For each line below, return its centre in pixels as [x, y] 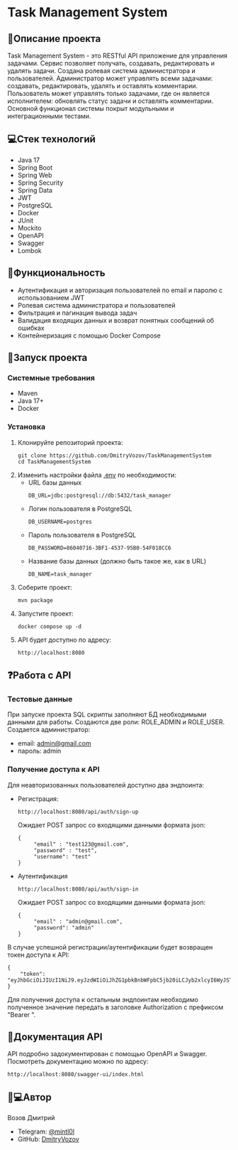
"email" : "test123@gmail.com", [81, 844]
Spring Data [35, 190]
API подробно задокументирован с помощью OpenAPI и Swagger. [107, 1054]
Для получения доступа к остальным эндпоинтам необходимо [103, 999]
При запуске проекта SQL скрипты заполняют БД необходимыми [107, 714]
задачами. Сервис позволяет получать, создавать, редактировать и [111, 63]
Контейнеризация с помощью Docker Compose [89, 335]
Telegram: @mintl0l [46, 1132]
